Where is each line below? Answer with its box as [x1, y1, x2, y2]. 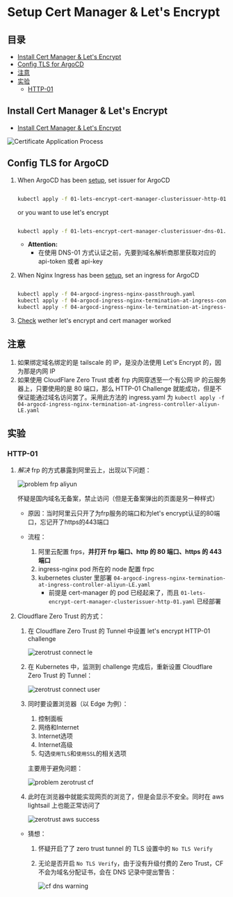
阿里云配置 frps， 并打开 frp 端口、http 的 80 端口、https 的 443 [38, 547, 223, 555]
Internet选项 [38, 732, 73, 740]
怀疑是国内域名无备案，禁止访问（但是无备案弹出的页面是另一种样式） [17, 494, 219, 502]
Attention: [27, 240, 58, 248]
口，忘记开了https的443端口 [27, 518, 109, 526]
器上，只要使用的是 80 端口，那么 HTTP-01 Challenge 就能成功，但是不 [17, 384, 223, 393]
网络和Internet [38, 723, 79, 731]
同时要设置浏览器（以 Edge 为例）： [27, 699, 129, 708]
